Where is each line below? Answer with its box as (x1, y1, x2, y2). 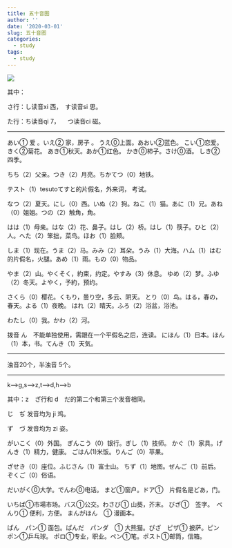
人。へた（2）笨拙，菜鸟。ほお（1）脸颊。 (7, 231, 129, 239)
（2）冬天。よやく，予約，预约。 (7, 277, 102, 286)
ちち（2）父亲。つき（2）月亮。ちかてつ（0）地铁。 (7, 170, 157, 178)
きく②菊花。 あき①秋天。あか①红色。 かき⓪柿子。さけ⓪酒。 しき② (7, 146, 220, 155)
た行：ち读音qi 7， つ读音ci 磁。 (7, 117, 105, 125)
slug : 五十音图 (7, 29, 47, 37)
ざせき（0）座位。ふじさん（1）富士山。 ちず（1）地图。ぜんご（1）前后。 (7, 462, 220, 470)
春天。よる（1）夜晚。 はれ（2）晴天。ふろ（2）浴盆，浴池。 (7, 301, 182, 309)
